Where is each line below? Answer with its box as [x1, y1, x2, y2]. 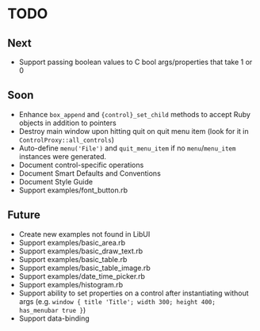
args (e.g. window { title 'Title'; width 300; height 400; [18, 296, 216, 306]
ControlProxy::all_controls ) [18, 135, 115, 144]
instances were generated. [18, 151, 107, 161]
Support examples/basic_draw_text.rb [18, 246, 143, 256]
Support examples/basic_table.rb [18, 254, 128, 264]
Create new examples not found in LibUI [18, 229, 151, 238]
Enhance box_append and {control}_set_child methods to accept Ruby [18, 109, 251, 119]
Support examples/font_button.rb [18, 185, 128, 195]
